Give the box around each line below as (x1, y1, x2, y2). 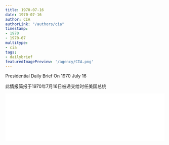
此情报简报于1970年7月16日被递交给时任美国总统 (5, 83, 106, 89)
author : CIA (5, 17, 30, 22)
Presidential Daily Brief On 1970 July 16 (5, 73, 87, 79)
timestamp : (5, 26, 28, 31)
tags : (5, 50, 17, 55)
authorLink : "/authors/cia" (5, 21, 65, 27)
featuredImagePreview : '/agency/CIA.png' (5, 59, 94, 64)
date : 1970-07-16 (5, 12, 42, 17)
